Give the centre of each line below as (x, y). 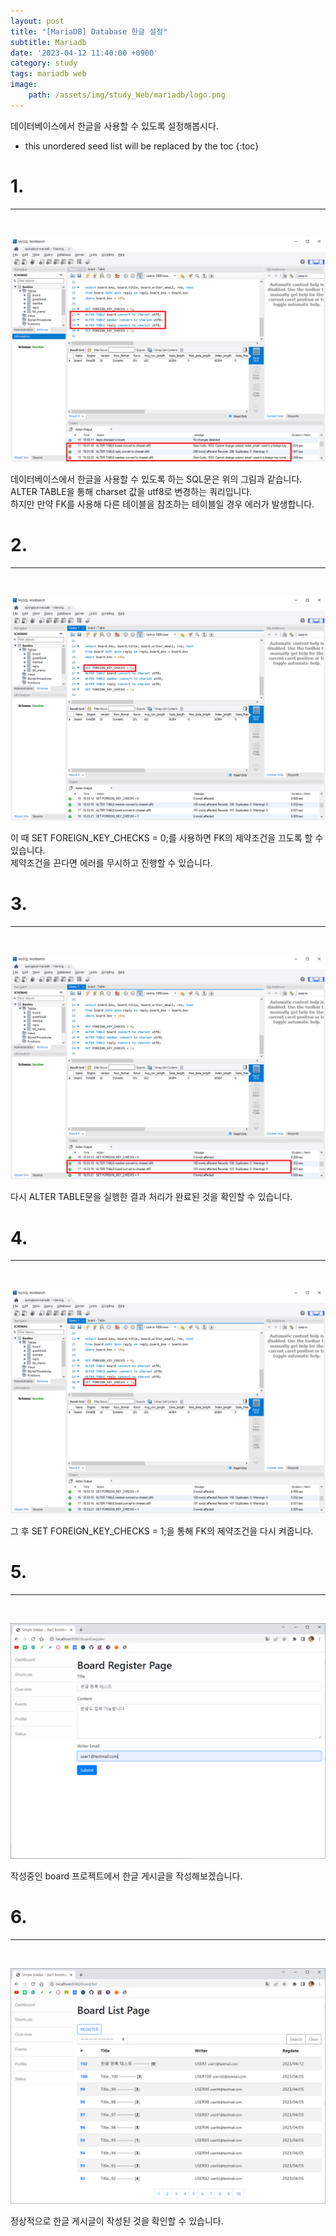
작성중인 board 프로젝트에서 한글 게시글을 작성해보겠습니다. (126, 1876)
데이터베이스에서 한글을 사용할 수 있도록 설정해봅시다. (114, 126)
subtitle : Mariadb (48, 42)
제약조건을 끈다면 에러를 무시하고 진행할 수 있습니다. (111, 863)
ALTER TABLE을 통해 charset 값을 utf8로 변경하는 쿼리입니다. (131, 491)
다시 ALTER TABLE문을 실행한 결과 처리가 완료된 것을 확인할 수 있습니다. (151, 1197)
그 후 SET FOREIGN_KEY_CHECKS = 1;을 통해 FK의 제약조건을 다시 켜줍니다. (162, 1531)
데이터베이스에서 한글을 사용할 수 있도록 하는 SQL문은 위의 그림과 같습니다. (156, 479)
